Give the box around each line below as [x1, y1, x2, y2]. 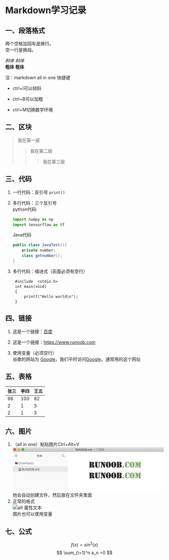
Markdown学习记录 [5, 5, 87, 16]
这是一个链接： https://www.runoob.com [12, 339, 96, 345]
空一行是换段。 [5, 47, 36, 53]
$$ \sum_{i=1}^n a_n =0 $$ [56, 549, 113, 555]
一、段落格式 [5, 26, 45, 35]
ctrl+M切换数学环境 [12, 107, 53, 112]
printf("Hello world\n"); [24, 294, 78, 299]
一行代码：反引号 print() [12, 189, 65, 195]
